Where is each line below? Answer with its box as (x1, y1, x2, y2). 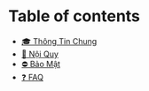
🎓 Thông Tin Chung (20, 35, 98, 46)
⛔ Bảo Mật (20, 58, 61, 69)
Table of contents (8, 6, 141, 27)
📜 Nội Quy (20, 49, 59, 59)
